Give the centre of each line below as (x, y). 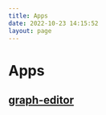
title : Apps (28, 16)
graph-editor (41, 100)
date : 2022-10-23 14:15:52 (53, 23)
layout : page (30, 31)
